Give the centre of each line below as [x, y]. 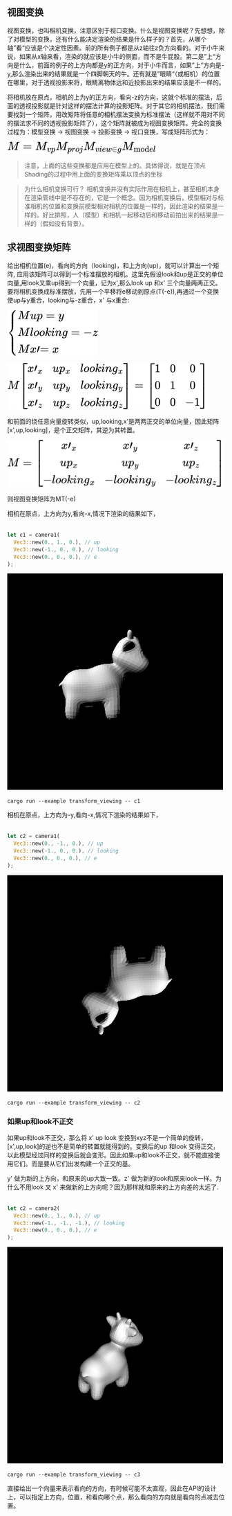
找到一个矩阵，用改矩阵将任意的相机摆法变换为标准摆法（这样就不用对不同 [119, 114]
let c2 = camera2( [33, 1208]
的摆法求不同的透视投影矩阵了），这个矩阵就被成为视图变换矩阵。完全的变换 [115, 123]
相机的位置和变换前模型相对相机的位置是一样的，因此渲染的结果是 [124, 206]
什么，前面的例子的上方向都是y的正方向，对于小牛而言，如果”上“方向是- [122, 65]
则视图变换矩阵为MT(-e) [41, 499]
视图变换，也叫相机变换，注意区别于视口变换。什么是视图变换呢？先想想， [113, 30]
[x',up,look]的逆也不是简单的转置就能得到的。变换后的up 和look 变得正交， [113, 1146]
